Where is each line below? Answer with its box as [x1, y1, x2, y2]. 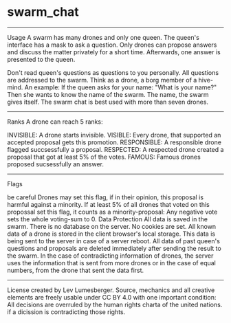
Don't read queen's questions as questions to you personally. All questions [7, 68, 219, 76]
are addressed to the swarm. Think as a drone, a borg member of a [7, 76, 197, 84]
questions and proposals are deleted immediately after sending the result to [7, 244, 221, 252]
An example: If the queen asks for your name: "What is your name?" [24, 83, 217, 91]
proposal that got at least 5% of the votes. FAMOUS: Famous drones [7, 153, 201, 161]
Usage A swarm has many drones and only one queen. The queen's [7, 33, 199, 41]
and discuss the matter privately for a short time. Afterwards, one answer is [7, 47, 221, 56]
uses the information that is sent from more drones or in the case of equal [7, 258, 217, 267]
